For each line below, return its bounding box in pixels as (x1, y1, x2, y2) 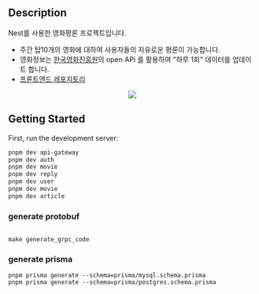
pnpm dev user (8, 178, 55, 186)
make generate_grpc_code (8, 236, 90, 244)
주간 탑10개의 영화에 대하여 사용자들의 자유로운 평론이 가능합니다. (19, 45, 220, 54)
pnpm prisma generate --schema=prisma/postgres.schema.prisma (8, 278, 216, 286)
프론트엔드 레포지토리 (19, 74, 86, 83)
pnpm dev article (8, 192, 65, 200)
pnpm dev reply (8, 171, 58, 178)
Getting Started (8, 112, 86, 126)
